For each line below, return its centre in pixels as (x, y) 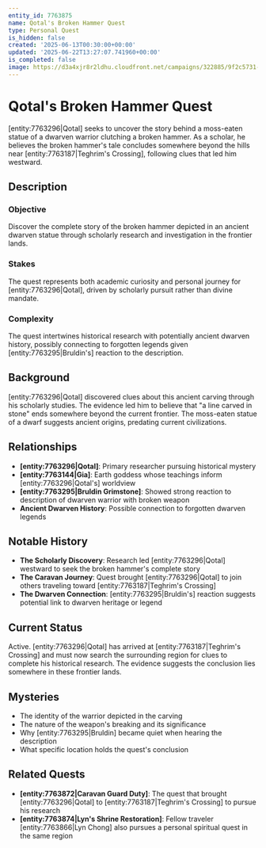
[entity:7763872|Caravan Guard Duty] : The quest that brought (123, 793)
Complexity (31, 319)
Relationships (43, 447)
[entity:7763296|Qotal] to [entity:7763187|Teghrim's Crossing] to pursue (138, 802)
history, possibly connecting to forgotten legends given (98, 344)
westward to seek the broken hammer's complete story (110, 569)
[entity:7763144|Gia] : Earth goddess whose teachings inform (121, 474)
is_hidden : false (37, 38)
